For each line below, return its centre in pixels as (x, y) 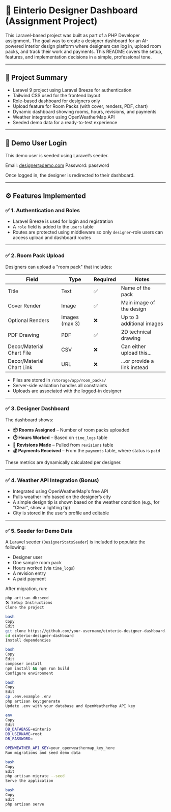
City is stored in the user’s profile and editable (61, 513)
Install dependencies (28, 641)
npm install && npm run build (37, 669)
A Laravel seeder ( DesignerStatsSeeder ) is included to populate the (75, 542)
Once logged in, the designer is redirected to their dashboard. (70, 175)
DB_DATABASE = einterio (28, 730)
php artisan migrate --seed (35, 776)
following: (16, 547)
